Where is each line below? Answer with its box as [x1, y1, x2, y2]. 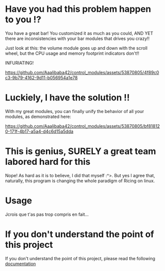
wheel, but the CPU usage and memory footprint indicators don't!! [5, 50, 139, 56]
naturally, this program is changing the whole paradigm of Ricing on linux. [5, 178, 155, 184]
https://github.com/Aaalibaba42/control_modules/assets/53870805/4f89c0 [5, 69, 160, 75]
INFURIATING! [5, 60, 34, 66]
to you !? [5, 14, 41, 25]
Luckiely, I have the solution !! [5, 92, 130, 103]
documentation [5, 261, 36, 267]
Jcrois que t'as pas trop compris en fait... [5, 211, 89, 217]
